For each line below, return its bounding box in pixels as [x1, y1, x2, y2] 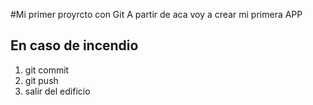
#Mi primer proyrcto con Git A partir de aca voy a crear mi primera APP [10, 9, 303, 20]
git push [24, 74, 59, 86]
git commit [24, 64, 70, 76]
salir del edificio [24, 85, 91, 97]
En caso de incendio [10, 37, 139, 54]
